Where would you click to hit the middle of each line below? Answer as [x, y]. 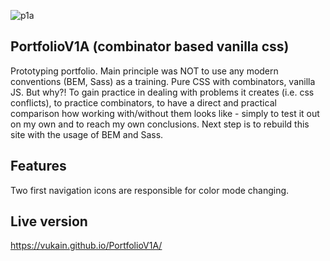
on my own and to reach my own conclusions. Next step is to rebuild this [160, 124]
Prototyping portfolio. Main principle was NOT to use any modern [144, 71]
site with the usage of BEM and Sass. [87, 134]
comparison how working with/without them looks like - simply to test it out [165, 113]
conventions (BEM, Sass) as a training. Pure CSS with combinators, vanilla [163, 81]
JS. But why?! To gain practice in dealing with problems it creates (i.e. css [162, 92]
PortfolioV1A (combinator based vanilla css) [150, 46]
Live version [49, 221]
